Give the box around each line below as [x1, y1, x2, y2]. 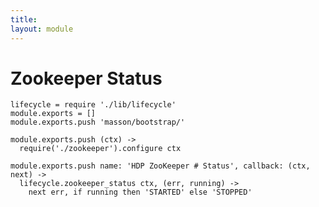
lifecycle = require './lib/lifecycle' [10, 100, 177, 110]
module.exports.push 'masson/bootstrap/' [10, 117, 186, 128]
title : [10, 14, 38, 25]
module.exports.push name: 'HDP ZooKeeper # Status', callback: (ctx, [10, 161, 311, 171]
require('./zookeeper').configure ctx [19, 144, 182, 154]
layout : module [10, 24, 74, 34]
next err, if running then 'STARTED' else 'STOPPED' [28, 187, 253, 198]
